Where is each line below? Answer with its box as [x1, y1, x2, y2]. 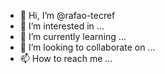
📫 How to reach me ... [19, 53, 113, 64]
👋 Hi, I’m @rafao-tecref [19, 10, 116, 21]
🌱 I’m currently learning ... [19, 31, 127, 42]
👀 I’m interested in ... [19, 20, 105, 32]
